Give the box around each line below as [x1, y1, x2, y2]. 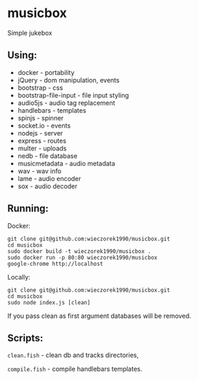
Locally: [7, 272, 31, 281]
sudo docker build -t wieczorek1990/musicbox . [7, 247, 152, 255]
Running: [7, 202, 49, 215]
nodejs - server [17, 128, 63, 137]
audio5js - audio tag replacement [17, 98, 115, 107]
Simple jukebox [7, 29, 53, 37]
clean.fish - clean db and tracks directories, [7, 351, 139, 359]
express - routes [17, 136, 66, 145]
